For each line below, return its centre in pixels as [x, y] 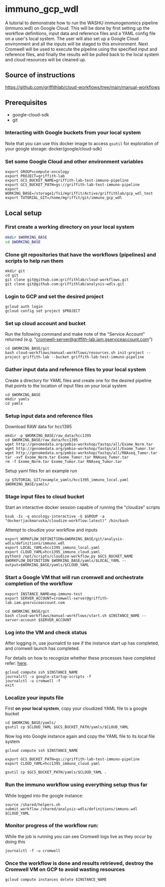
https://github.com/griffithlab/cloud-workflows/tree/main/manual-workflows [82, 87]
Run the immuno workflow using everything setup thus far [76, 785]
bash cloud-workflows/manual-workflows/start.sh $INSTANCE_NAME [72, 616]
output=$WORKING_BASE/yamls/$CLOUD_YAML [47, 565]
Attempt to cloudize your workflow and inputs [51, 530]
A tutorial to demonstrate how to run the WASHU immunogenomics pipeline [82, 23]
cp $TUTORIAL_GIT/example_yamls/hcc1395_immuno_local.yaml [67, 480]
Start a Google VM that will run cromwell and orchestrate [74, 578]
